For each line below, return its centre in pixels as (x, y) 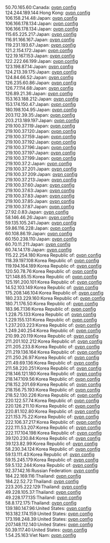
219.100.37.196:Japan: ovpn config (41, 147)
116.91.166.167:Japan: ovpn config (40, 40)
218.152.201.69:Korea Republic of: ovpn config (53, 384)
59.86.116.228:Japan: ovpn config (40, 228)
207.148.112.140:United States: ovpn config (49, 524)
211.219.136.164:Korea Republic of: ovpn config (53, 352)
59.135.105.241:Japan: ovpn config (41, 223)
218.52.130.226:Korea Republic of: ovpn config (54, 395)
